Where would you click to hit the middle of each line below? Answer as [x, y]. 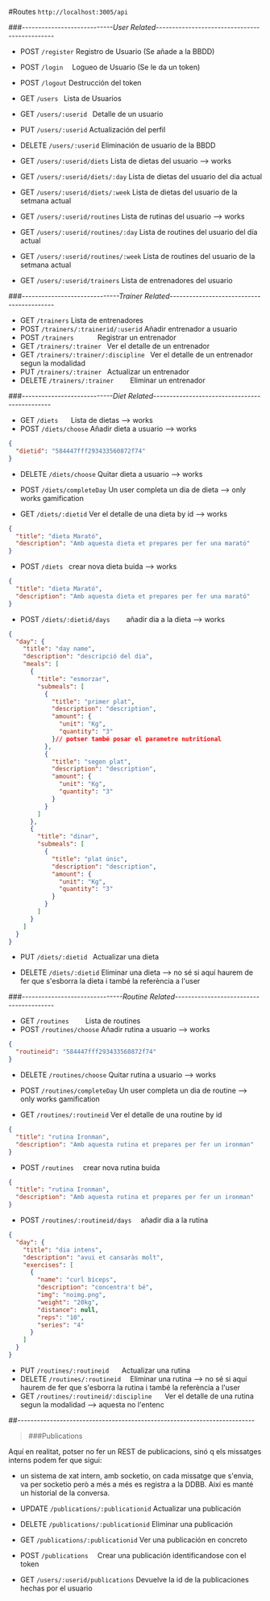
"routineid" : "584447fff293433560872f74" [86, 1052]
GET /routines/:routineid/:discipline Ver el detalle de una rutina [137, 1396]
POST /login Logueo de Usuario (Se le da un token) [110, 67]
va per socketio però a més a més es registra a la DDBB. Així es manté [137, 1484]
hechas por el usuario [56, 1588]
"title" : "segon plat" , [91, 762]
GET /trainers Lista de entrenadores [81, 320]
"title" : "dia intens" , [63, 1250]
